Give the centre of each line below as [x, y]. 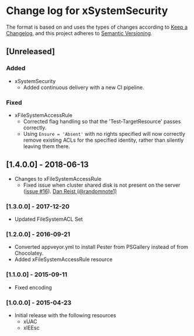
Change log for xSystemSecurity [87, 11]
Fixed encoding [33, 287]
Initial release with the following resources [65, 315]
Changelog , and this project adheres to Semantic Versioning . [79, 33]
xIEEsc [31, 328]
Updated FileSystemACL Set [49, 219]
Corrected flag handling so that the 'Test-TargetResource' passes [102, 121]
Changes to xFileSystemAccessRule [58, 179]
